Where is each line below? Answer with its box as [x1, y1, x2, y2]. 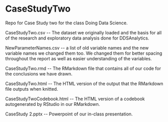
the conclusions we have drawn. [5, 70, 73, 76]
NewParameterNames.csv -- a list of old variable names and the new [5, 45, 149, 51]
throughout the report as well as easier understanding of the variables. [5, 55, 152, 61]
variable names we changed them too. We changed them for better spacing [5, 50, 162, 56]
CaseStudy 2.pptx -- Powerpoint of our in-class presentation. [5, 111, 133, 117]
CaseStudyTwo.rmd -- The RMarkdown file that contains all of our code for [5, 65, 161, 71]
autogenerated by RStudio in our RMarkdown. [5, 101, 100, 107]
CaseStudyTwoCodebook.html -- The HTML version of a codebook [5, 96, 145, 102]
